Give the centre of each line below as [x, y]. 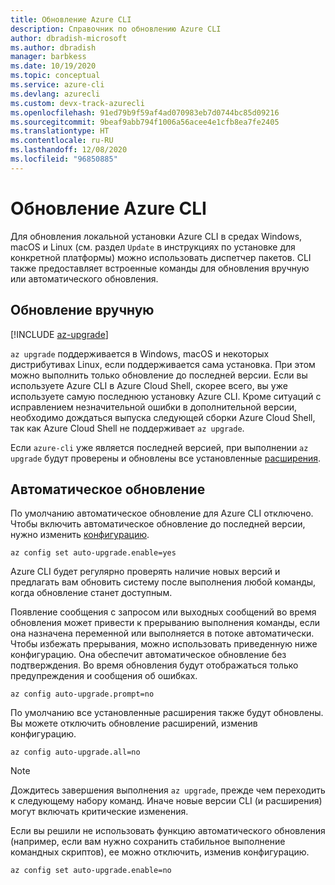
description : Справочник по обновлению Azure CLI [116, 29]
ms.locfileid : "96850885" [64, 159]
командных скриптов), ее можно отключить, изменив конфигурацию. [160, 852]
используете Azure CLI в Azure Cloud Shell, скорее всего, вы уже [149, 385]
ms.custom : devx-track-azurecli [77, 103]
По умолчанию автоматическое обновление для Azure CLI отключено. [162, 513]
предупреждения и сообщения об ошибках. [104, 676]
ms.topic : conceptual [55, 76]
